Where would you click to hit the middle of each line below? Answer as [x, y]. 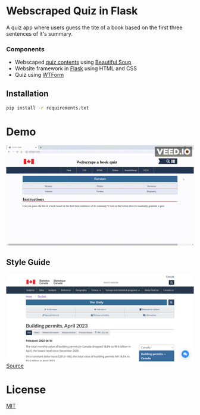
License [26, 390]
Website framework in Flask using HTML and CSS [76, 68]
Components [25, 49]
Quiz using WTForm [39, 75]
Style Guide [28, 262]
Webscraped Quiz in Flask [72, 11]
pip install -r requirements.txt [48, 108]
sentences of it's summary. [40, 33]
